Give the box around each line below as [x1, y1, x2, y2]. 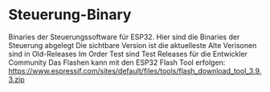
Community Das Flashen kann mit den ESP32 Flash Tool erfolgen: [8, 58, 226, 67]
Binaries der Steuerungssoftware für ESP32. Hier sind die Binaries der [8, 32, 240, 42]
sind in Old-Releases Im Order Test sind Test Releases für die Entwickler [8, 49, 247, 58]
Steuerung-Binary [8, 6, 132, 24]
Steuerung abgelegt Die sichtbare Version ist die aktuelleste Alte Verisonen [8, 40, 257, 50]
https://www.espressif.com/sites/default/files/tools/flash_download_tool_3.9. [8, 66, 262, 75]
